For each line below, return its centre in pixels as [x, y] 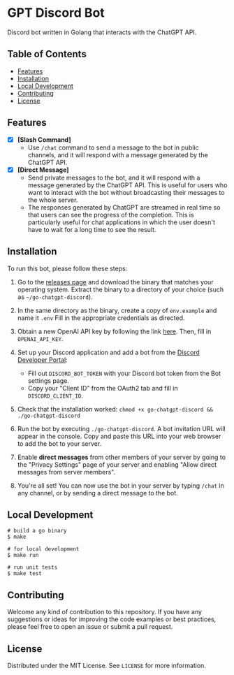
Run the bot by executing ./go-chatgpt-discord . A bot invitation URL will [121, 428]
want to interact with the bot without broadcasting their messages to [126, 192]
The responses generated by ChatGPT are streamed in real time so [124, 207]
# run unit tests [32, 567]
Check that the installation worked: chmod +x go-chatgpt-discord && [115, 409]
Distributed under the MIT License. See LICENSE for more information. [107, 665]
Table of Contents [47, 54]
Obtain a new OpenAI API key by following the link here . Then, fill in [114, 331]
